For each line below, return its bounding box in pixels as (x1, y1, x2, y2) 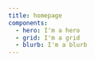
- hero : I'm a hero (15, 26, 81, 34)
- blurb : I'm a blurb (15, 41, 88, 49)
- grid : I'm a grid (15, 33, 81, 42)
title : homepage (8, 11, 62, 20)
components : (8, 19, 48, 27)
